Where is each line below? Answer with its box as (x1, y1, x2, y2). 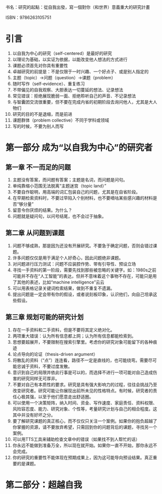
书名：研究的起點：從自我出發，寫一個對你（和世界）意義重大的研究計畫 (5, 4, 150, 10)
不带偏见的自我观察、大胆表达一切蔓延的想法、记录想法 (12, 87, 123, 92)
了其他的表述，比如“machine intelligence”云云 (12, 279, 105, 285)
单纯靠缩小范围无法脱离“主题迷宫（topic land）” (12, 183, 106, 189)
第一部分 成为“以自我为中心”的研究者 (5, 142, 153, 153)
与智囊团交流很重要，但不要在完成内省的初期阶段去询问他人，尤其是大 (12, 99, 153, 105)
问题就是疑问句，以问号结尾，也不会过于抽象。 (12, 213, 106, 219)
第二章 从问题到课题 (5, 229, 65, 237)
